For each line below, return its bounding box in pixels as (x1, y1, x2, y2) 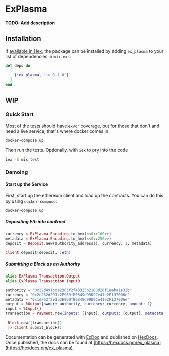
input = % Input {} (5, 306, 42, 311)
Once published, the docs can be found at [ (5, 339, 96, 345)
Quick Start (5, 111, 34, 118)
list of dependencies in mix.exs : (5, 53, 71, 59)
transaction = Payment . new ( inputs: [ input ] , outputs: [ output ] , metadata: (5, 311, 166, 317)
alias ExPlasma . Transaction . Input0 (5, 278, 80, 284)
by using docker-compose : (5, 198, 58, 204)
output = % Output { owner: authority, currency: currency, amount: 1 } (5, 302, 152, 307)
